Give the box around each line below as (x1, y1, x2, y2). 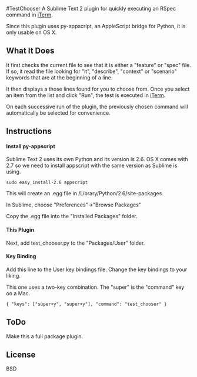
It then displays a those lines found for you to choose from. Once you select (6, 85, 190, 92)
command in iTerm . (6, 11, 53, 18)
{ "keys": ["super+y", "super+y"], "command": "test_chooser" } (6, 301, 167, 307)
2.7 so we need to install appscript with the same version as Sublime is (6, 162, 178, 169)
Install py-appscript (6, 142, 56, 149)
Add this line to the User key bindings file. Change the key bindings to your (6, 266, 187, 273)
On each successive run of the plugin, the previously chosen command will (6, 103, 188, 110)
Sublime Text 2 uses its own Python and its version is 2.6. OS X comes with (6, 156, 188, 163)
